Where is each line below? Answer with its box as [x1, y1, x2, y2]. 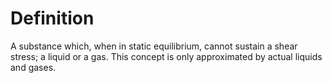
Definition [10, 7, 95, 30]
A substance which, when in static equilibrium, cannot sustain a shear [10, 40, 298, 52]
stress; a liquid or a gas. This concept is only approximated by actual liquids [10, 50, 323, 62]
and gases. [10, 61, 57, 73]
